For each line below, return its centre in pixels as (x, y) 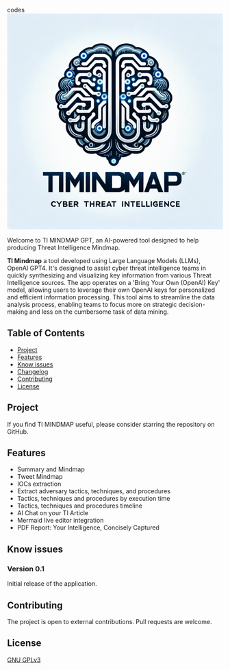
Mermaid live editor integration (60, 521)
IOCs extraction (39, 484)
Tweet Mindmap (40, 477)
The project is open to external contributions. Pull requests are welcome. (110, 621)
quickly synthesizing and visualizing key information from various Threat (110, 275)
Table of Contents (46, 333)
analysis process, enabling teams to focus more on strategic (92, 305)
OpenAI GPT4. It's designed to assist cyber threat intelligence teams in (107, 268)
